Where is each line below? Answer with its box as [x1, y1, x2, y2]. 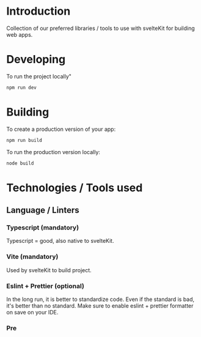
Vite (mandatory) [6, 253, 59, 261]
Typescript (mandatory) [6, 223, 79, 232]
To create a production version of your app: [6, 125, 116, 133]
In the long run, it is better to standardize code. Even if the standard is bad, [6, 295, 195, 303]
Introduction [6, 4, 71, 18]
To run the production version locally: [6, 148, 101, 155]
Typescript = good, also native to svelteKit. [6, 237, 114, 245]
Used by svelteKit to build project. [6, 266, 92, 273]
